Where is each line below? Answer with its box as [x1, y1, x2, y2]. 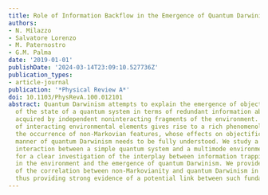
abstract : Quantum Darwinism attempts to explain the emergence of [8, 100, 238, 108]
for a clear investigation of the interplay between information [15, 152, 238, 160]
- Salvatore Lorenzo [8, 33, 77, 42]
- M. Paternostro [8, 41, 66, 49]
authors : [8, 19, 37, 27]
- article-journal [8, 78, 69, 86]
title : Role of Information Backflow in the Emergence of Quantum [8, 11, 234, 20]
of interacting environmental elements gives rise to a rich [15, 123, 223, 131]
